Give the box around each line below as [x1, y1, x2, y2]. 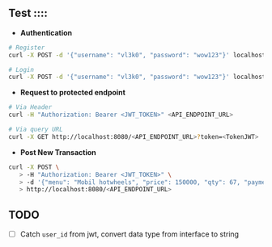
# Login [8, 65, 35, 73]
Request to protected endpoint [19, 88, 125, 98]
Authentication [19, 27, 73, 37]
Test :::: [8, 6, 49, 20]
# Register [8, 44, 45, 52]
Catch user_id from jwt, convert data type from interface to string [19, 229, 240, 239]
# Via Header [8, 103, 53, 111]
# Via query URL [8, 125, 63, 134]
